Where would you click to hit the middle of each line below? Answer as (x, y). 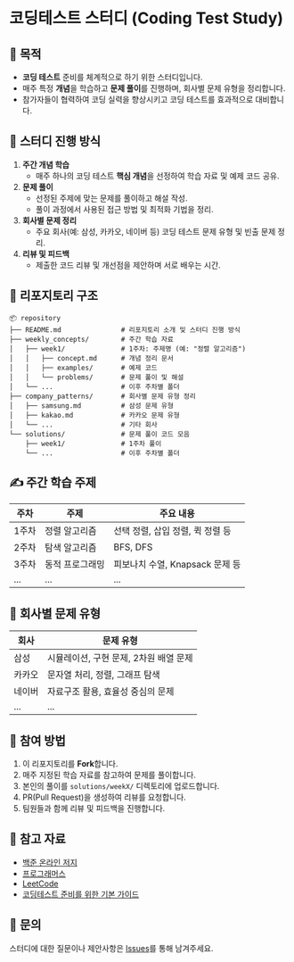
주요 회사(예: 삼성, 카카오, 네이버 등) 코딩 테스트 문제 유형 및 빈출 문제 (155, 231)
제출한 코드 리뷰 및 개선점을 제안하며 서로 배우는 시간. (128, 265)
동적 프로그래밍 (74, 565)
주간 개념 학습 (45, 164)
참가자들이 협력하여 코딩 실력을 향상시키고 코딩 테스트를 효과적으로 (138, 100)
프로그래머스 (44, 873)
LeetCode (40, 883)
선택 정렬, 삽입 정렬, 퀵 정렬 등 (172, 531)
